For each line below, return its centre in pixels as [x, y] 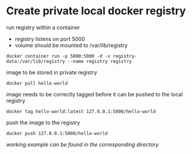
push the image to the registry [43, 122]
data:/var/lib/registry [36, 61]
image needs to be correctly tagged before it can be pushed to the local [95, 94]
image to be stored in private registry [52, 72]
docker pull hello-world [37, 83]
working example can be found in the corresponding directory [83, 144]
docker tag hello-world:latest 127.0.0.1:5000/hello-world [81, 111]
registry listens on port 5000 [50, 39]
